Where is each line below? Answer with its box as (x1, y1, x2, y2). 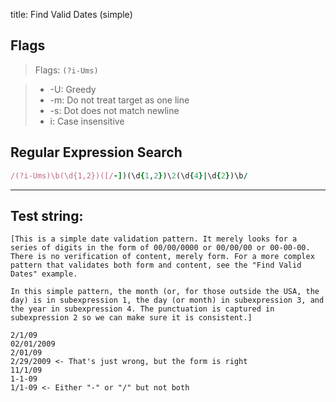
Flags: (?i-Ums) (34, 64, 99, 76)
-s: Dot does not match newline (49, 104, 180, 116)
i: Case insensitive (49, 115, 125, 127)
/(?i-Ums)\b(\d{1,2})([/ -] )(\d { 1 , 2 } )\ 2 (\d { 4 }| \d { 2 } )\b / (10, 170, 248, 181)
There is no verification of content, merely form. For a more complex (10, 252, 315, 262)
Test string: (10, 207, 84, 224)
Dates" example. (10, 269, 78, 279)
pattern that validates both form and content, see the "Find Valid (10, 260, 302, 271)
